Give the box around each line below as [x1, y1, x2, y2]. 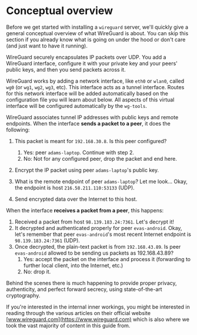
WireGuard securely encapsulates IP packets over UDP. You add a [6, 53, 166, 60]
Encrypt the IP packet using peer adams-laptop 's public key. [14, 166, 159, 174]
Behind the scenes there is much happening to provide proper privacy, [6, 279, 178, 286]
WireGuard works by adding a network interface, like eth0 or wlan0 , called [6, 77, 185, 84]
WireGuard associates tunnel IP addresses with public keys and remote [6, 113, 179, 121]
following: [6, 126, 30, 133]
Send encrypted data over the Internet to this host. [14, 195, 138, 202]
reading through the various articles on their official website [6, 309, 151, 316]
